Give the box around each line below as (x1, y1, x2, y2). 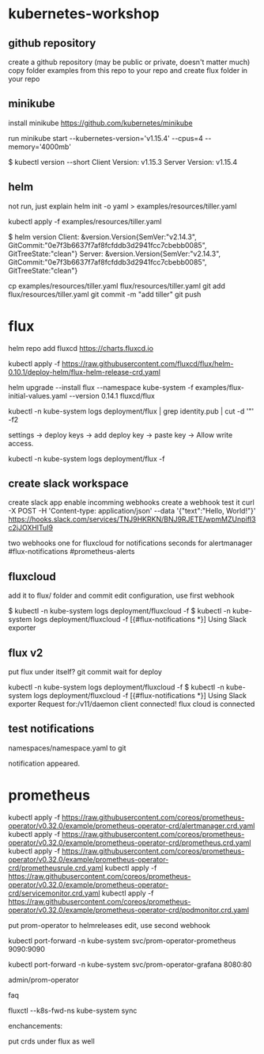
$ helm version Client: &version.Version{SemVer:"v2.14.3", (8, 231, 198, 242)
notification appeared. (8, 758, 81, 768)
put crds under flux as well (8, 1036, 95, 1046)
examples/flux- (194, 382, 245, 392)
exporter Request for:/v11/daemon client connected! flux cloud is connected (8, 699, 255, 708)
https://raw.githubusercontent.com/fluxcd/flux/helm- (62, 358, 234, 369)
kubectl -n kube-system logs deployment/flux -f (8, 453, 165, 464)
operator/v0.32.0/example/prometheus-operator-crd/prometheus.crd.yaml (8, 838, 251, 847)
